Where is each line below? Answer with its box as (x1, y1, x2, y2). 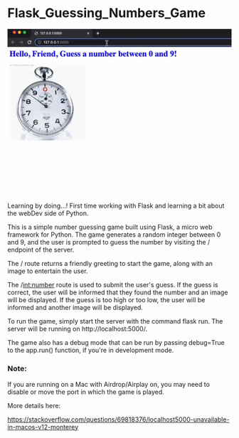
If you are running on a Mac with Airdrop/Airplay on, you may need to (7, 380, 210, 388)
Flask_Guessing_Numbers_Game (7, 5, 206, 21)
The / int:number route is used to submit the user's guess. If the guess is (7, 281, 218, 289)
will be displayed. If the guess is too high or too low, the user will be (7, 296, 206, 304)
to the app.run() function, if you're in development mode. (7, 346, 174, 355)
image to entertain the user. (7, 267, 88, 275)
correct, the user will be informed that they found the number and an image (7, 288, 228, 297)
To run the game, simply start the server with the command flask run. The (7, 317, 223, 326)
